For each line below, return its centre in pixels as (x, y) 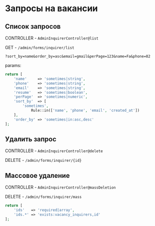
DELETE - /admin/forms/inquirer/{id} (43, 160)
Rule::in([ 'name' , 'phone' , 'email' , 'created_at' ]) (85, 110)
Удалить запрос (31, 139)
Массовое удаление (38, 175)
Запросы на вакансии (52, 9)
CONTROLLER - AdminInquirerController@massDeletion (61, 187)
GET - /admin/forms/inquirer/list (40, 47)
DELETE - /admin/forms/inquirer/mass (43, 197)
